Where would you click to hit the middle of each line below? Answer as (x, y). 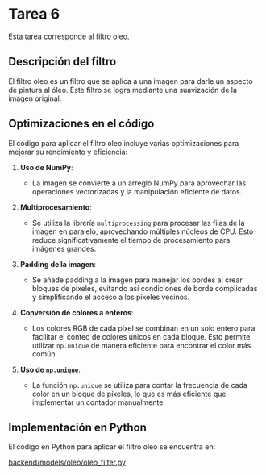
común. (45, 354)
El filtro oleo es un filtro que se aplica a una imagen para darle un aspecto (131, 81)
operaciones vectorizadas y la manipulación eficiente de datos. (137, 191)
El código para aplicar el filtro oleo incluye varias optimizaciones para (124, 143)
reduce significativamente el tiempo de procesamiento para (131, 240)
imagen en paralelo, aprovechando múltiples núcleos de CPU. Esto (143, 231)
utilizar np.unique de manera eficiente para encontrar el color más (141, 345)
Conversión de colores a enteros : (77, 312)
